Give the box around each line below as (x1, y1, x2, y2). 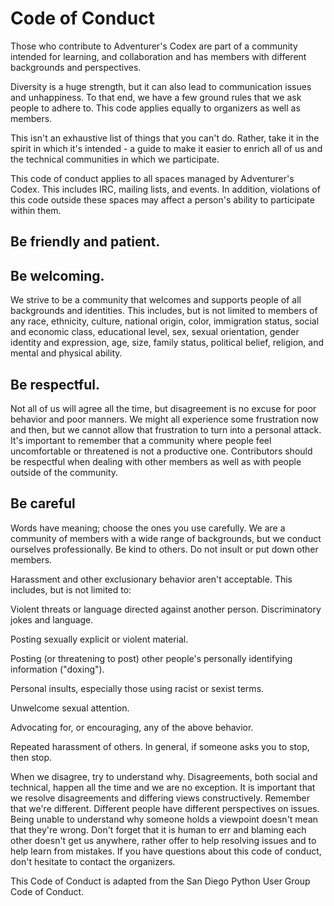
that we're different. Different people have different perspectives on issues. (10, 802, 320, 814)
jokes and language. (10, 613, 94, 626)
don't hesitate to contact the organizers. (10, 855, 176, 867)
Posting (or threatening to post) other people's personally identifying (10, 652, 293, 664)
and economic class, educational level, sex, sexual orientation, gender (10, 326, 300, 338)
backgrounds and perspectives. (10, 61, 142, 73)
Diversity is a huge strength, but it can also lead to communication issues (10, 80, 312, 92)
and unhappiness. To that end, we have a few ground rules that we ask (10, 91, 302, 103)
